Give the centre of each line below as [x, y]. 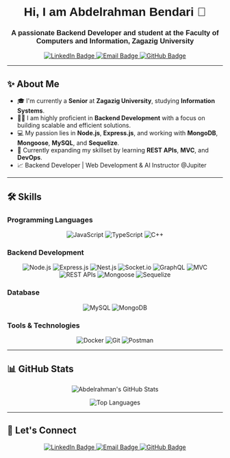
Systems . [31, 111]
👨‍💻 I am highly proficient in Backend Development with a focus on [111, 118]
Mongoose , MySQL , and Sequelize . [68, 143]
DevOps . [29, 158]
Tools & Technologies [43, 325]
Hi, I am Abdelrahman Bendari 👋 [115, 12]
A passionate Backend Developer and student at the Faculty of [115, 33]
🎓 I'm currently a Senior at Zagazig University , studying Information [116, 101]
